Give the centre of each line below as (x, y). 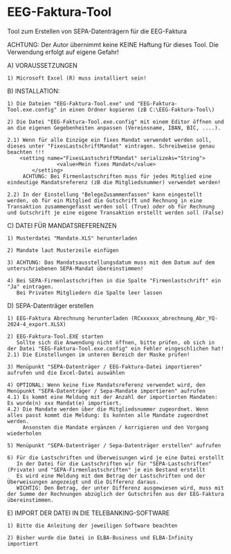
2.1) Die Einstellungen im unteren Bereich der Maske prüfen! (99, 355)
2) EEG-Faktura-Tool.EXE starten (55, 337)
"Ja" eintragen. (30, 287)
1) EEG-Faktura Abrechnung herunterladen (68, 318)
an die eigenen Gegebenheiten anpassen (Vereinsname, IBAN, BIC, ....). (114, 128)
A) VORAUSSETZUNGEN (43, 65)
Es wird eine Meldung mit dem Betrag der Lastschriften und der (111, 476)
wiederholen (24, 434)
